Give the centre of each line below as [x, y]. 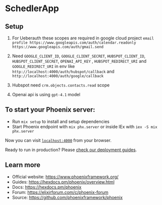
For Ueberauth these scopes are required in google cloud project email [83, 38]
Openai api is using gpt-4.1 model [46, 94]
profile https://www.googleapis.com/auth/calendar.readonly [74, 43]
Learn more [23, 165]
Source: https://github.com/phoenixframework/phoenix [67, 197]
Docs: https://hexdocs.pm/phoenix [47, 187]
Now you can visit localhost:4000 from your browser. [58, 140]
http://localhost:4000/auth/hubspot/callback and [63, 71]
